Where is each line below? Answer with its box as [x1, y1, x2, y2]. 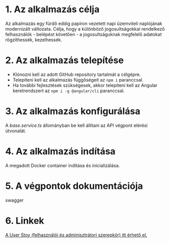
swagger [5, 197, 24, 203]
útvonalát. [5, 127, 26, 133]
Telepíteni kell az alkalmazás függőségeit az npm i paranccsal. [12, 76, 144, 83]
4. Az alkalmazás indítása [5, 146, 116, 157]
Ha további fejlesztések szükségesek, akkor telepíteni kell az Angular [12, 82, 158, 88]
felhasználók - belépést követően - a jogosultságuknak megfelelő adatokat [5, 31, 162, 37]
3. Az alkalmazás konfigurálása [5, 105, 140, 117]
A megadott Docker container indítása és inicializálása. [5, 162, 121, 169]
